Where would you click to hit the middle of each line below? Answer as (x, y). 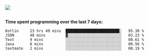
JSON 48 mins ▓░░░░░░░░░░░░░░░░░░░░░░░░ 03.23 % (74, 35)
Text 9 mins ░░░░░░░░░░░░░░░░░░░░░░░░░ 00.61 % (74, 40)
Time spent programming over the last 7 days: (54, 22)
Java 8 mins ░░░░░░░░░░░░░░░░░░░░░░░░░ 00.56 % (74, 44)
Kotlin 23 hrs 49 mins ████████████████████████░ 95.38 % (74, 31)
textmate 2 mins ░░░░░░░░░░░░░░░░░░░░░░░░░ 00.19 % (74, 48)
